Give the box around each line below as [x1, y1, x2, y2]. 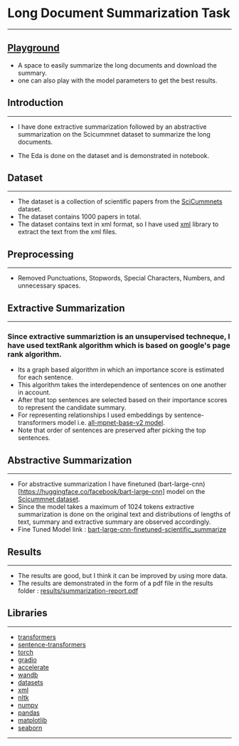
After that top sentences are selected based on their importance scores [17, 396, 228, 404]
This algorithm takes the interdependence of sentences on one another [17, 381, 227, 389]
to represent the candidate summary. [17, 404, 127, 412]
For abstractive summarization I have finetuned [17, 480, 156, 488]
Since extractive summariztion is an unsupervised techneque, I [7, 331, 230, 341]
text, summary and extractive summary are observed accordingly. [17, 518, 211, 526]
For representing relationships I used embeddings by [17, 411, 173, 419]
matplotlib [17, 715, 48, 724]
